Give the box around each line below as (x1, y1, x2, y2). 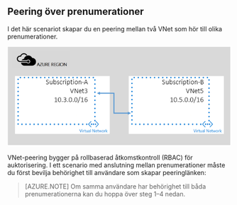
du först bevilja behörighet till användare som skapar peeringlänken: (7, 169, 206, 177)
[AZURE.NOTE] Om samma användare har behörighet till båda (24, 182, 206, 191)
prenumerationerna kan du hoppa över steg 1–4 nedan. (24, 190, 186, 199)
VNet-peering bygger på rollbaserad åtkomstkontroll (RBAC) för (7, 153, 193, 162)
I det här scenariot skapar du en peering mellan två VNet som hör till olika (7, 24, 222, 33)
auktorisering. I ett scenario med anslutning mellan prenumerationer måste (7, 161, 226, 169)
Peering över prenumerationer (7, 6, 144, 18)
